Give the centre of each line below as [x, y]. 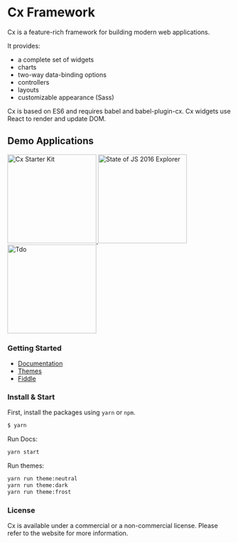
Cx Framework [52, 12]
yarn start [23, 452]
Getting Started [34, 348]
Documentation [40, 364]
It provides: [24, 45]
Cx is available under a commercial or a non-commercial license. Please [113, 526]
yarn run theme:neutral [43, 479]
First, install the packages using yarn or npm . [71, 412]
